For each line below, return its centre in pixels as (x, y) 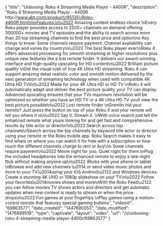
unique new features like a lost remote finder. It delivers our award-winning (80, 58)
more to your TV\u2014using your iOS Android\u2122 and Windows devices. (81, 172)
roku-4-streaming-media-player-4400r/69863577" (56, 218)
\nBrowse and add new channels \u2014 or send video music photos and (78, 167)
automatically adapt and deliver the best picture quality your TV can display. (81, 89)
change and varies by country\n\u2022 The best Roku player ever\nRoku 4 (80, 48)
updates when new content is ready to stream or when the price (69, 193)
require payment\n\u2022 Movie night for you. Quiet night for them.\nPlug (79, 151)
